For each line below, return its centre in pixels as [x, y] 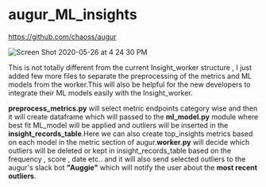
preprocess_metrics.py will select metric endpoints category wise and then [133, 108]
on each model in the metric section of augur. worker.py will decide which [129, 142]
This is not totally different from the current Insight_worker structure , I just [130, 67]
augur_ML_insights [73, 15]
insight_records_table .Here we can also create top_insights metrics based [131, 134]
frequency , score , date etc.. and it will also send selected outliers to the [127, 159]
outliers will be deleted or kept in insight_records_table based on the [120, 150]
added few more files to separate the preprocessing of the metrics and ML [130, 76]
